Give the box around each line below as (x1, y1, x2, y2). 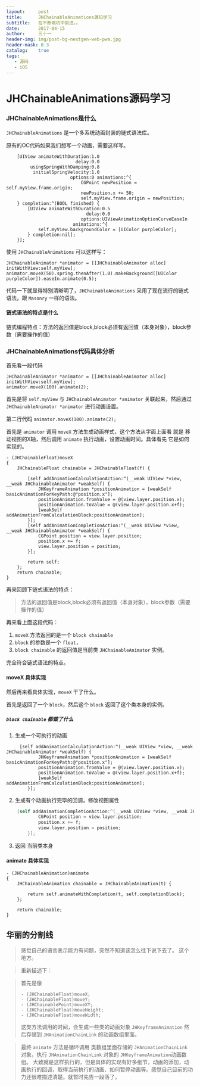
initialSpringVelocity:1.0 (32, 169, 100, 175)
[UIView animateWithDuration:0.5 (27, 206, 111, 211)
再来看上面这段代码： (6, 619, 58, 626)
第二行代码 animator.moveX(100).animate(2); (6, 415, 117, 423)
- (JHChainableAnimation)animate (6, 870, 89, 876)
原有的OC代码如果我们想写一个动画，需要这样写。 (6, 141, 129, 149)
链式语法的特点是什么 (6, 309, 58, 316)
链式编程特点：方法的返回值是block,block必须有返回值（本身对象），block (6, 323, 186, 331)
